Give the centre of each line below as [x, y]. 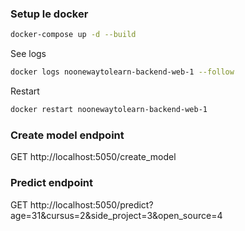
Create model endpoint [67, 135]
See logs [28, 54]
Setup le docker [49, 14]
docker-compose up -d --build [73, 35]
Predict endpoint [52, 183]
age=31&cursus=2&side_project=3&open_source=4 [116, 215]
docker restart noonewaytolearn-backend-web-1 [109, 110]
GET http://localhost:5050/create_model [93, 157]
